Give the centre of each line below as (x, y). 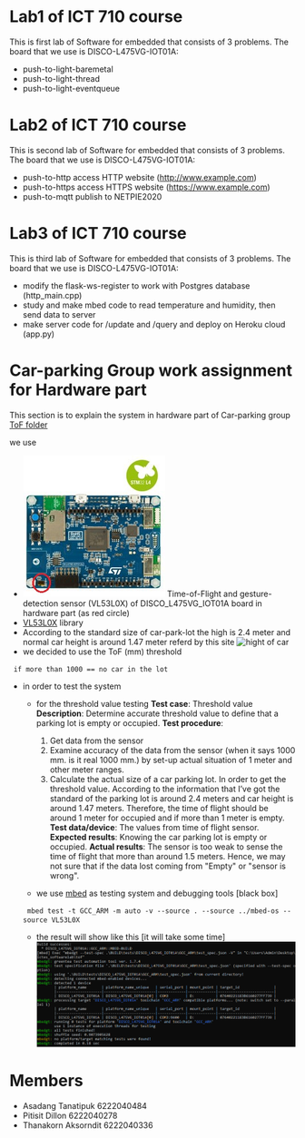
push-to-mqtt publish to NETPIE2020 (92, 196)
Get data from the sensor (97, 741)
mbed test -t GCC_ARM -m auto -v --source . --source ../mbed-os (153, 911)
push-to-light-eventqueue (71, 88)
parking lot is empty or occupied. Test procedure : (130, 722)
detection (40, 603)
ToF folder (29, 425)
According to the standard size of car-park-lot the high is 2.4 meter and (157, 632)
